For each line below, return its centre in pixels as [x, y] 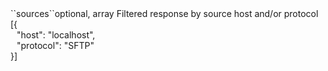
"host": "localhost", [56, 35]
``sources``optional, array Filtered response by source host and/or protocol [164, 13]
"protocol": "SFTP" [55, 45]
